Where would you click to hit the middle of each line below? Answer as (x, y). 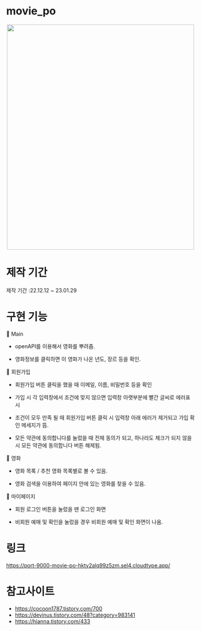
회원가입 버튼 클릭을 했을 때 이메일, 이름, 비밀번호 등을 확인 (83, 384)
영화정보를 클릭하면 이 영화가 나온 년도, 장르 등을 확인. (78, 359)
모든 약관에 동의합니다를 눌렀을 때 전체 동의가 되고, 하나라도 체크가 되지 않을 (103, 438)
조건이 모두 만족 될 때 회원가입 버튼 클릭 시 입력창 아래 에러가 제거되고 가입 (102, 417)
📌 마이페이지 (21, 496)
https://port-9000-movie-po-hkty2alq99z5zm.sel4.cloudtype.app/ (88, 565)
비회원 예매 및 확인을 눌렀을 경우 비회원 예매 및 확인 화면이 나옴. (89, 522)
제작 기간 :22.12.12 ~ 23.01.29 (42, 290)
